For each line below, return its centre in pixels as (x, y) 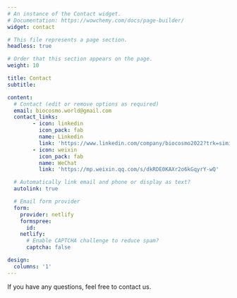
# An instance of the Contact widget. (64, 14)
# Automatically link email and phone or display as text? (102, 182)
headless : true (30, 46)
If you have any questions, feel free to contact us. (79, 287)
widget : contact (31, 27)
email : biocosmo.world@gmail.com (63, 111)
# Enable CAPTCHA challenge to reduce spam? (92, 241)
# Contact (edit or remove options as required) (86, 104)
